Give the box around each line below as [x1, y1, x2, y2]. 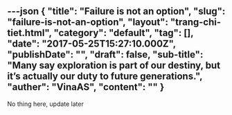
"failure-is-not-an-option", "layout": [7, 17, 168, 28]
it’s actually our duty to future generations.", [7, 71, 203, 82]
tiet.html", [7, 27, 52, 39]
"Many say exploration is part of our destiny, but [7, 60, 220, 71]
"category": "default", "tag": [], [53, 27, 194, 39]
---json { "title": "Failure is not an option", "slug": [7, 6, 226, 17]
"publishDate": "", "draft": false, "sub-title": [7, 48, 204, 61]
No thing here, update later [7, 100, 84, 108]
